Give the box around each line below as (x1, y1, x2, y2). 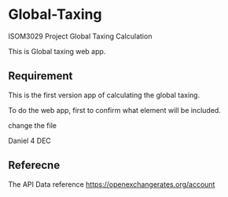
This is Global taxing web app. (8, 46, 106, 56)
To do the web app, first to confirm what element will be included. (8, 105, 222, 115)
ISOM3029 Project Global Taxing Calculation (8, 31, 153, 41)
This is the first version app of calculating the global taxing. (8, 90, 200, 100)
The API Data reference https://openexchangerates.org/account (8, 179, 215, 189)
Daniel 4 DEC (8, 136, 51, 145)
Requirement (8, 69, 73, 83)
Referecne (8, 159, 61, 172)
